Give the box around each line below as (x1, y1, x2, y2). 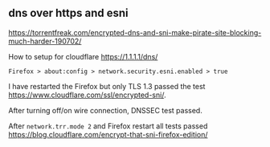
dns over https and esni (8, 6, 129, 20)
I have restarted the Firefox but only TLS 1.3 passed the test (8, 81, 206, 91)
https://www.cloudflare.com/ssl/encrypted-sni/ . (8, 90, 166, 100)
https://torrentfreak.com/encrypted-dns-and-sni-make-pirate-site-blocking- (8, 27, 262, 37)
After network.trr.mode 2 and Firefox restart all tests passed (8, 120, 208, 131)
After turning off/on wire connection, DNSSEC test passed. (8, 105, 202, 115)
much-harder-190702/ (8, 36, 82, 46)
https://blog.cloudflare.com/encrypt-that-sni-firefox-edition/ (8, 129, 208, 139)
